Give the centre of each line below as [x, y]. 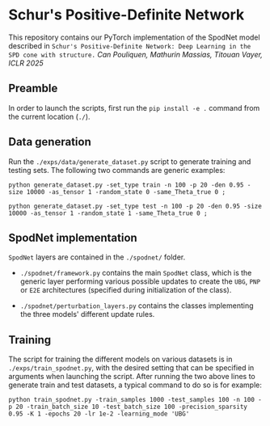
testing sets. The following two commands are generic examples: [117, 170]
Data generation [50, 142]
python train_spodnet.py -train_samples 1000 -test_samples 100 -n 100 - [135, 400]
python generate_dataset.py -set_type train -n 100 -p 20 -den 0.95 [126, 185]
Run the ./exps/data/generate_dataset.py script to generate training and [130, 161]
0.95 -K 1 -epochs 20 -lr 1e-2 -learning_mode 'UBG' [99, 414]
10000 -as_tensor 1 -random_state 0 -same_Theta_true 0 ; [126, 192]
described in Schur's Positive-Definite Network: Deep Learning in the [130, 45]
